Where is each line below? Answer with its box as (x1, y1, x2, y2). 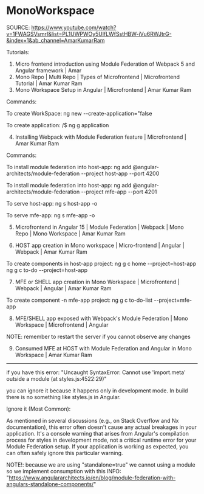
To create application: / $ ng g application (6, 121, 109, 128)
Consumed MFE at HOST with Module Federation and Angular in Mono (15, 344, 192, 352)
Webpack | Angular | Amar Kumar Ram (15, 284, 112, 292)
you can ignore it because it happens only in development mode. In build (6, 387, 188, 394)
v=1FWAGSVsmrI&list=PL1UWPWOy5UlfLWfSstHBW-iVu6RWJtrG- (6, 30, 172, 37)
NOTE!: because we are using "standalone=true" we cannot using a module (6, 461, 195, 468)
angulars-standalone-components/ (6, 480, 94, 487)
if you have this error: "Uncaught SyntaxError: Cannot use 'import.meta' (6, 369, 186, 376)
